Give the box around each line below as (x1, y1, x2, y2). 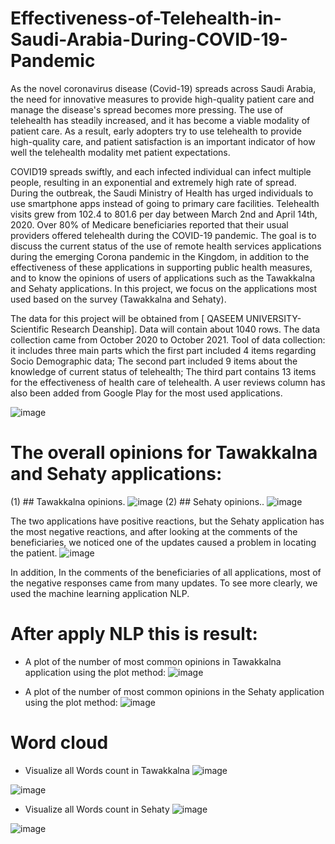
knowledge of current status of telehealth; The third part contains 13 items (10, 365, 317, 377)
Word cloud (10, 732, 109, 754)
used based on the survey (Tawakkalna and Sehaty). (10, 293, 227, 305)
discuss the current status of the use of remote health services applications (10, 240, 322, 252)
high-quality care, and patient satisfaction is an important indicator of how (10, 135, 316, 147)
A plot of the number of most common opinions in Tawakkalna (24, 655, 282, 667)
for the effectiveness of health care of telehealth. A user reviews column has (10, 376, 326, 388)
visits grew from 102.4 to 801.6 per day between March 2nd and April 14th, (10, 208, 318, 220)
